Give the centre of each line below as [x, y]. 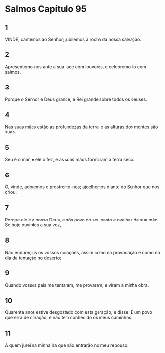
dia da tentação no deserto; [33, 258]
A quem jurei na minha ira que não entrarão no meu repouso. [67, 345]
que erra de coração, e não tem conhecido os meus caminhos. [69, 318]
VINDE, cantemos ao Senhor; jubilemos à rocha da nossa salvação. [73, 39]
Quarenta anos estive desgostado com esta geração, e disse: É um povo [79, 312]
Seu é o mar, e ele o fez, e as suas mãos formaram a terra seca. [70, 160]
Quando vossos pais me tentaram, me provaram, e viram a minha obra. [77, 285]
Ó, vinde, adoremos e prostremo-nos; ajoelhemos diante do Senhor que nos [82, 187]
